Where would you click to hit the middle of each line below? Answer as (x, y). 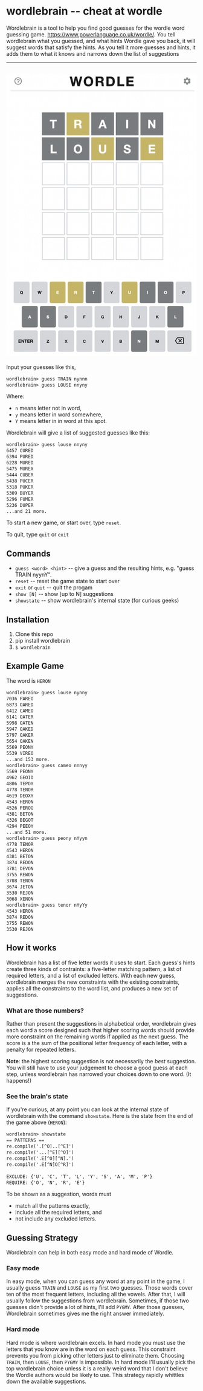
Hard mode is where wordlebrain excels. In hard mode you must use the (96, 1342)
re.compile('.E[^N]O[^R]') (40, 1165)
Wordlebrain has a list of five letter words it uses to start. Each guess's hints (101, 963)
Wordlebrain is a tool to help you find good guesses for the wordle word (96, 28)
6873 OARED (20, 705)
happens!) (19, 1080)
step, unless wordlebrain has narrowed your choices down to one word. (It (99, 1074)
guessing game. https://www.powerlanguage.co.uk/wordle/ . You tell (91, 34)
